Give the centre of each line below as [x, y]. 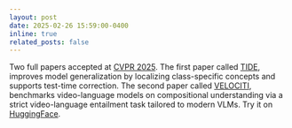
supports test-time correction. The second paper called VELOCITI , [130, 86]
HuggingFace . [35, 114]
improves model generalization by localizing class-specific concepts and [142, 77]
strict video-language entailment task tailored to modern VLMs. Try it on [141, 105]
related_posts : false [49, 42]
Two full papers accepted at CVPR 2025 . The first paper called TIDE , [134, 67]
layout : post [33, 17]
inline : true [33, 34]
